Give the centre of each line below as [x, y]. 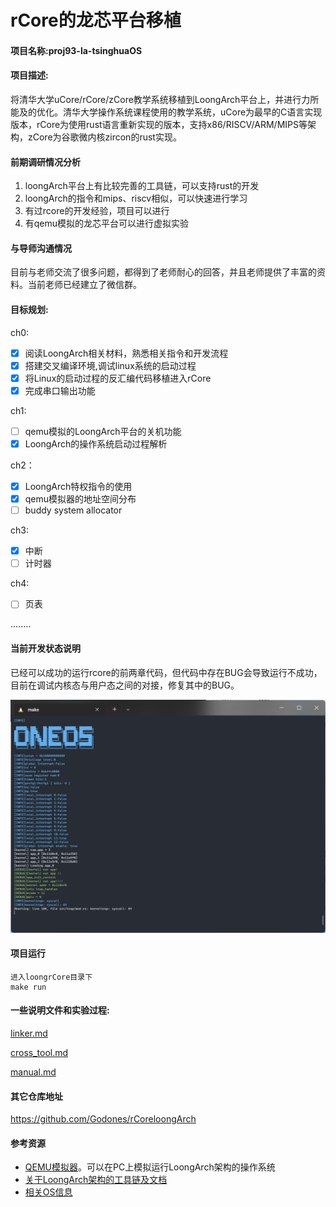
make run [28, 987]
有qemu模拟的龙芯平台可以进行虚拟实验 [107, 223]
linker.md [29, 1033]
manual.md [33, 1072]
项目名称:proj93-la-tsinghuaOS [76, 50]
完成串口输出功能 [60, 390]
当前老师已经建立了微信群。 [84, 285]
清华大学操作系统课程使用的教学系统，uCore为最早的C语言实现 [192, 112]
